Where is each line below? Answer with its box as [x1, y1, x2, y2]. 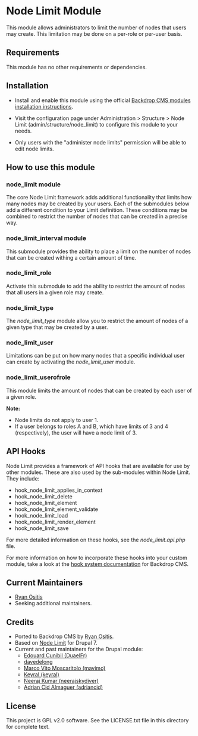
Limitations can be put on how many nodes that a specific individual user [6, 352, 185, 359]
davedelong [23, 658, 53, 666]
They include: [6, 475, 40, 482]
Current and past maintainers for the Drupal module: [14, 646, 143, 653]
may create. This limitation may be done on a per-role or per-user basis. [6, 30, 183, 37]
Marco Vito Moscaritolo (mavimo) [23, 664, 106, 672]
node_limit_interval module [6, 234, 87, 242]
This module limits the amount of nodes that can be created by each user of [6, 387, 192, 394]
